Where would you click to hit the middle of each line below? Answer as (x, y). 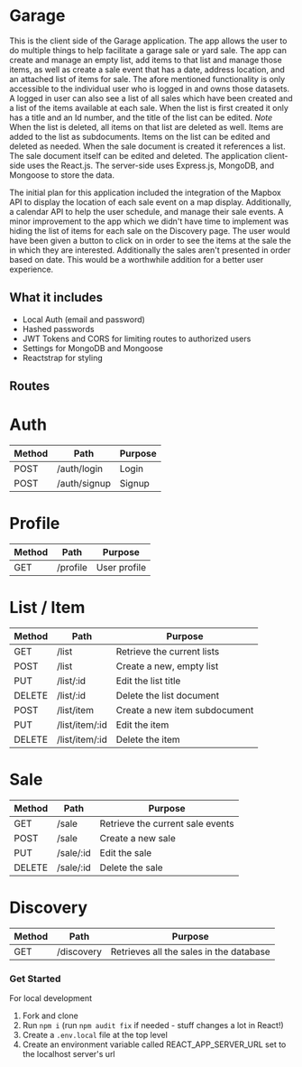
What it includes (56, 297)
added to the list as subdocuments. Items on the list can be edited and (140, 136)
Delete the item (148, 739)
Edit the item (142, 725)
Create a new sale (137, 838)
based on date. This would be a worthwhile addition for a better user (137, 259)
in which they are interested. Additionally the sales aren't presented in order (150, 250)
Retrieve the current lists (168, 651)
